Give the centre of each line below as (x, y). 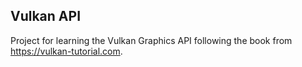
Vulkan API (46, 16)
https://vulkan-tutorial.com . (66, 51)
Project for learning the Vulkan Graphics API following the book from (151, 40)
